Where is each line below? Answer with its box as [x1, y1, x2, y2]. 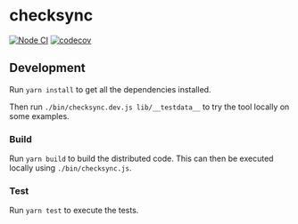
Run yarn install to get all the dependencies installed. [9, 84, 211, 94]
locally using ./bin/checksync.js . [9, 163, 132, 173]
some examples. [9, 110, 70, 121]
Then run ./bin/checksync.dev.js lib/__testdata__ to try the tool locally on [9, 101, 290, 112]
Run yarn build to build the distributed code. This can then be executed [9, 153, 274, 164]
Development [9, 60, 87, 76]
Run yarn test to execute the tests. [9, 205, 139, 216]
